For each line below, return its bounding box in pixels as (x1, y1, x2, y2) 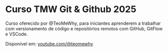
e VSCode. (5, 31, 28, 37)
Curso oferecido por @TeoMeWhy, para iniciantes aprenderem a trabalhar (5, 20, 161, 26)
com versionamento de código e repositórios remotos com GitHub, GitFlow (5, 25, 163, 31)
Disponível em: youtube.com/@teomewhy (5, 40, 93, 46)
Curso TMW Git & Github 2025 (5, 4, 137, 15)
